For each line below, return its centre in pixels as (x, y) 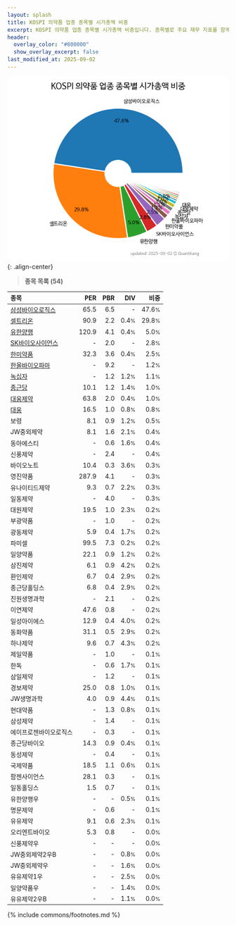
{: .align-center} (31, 266)
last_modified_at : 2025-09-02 (52, 60)
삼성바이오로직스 (33, 309)
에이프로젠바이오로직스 (41, 732)
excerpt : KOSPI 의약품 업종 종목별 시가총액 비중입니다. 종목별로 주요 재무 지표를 (112, 30)
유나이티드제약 (30, 488)
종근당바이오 (27, 743)
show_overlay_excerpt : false (56, 52)
